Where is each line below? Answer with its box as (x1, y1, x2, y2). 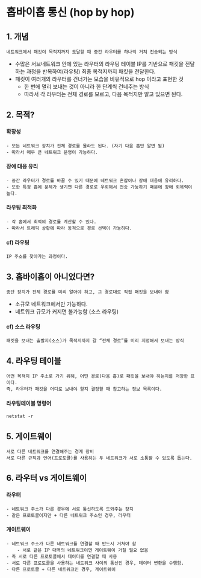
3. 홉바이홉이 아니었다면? (6, 271, 95, 281)
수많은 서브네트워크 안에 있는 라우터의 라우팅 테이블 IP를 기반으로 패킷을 (14, 60, 184, 67)
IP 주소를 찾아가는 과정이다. (6, 254, 68, 260)
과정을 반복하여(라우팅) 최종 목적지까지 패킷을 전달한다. (26, 68, 156, 75)
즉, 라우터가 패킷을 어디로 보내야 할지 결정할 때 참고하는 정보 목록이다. (6, 386, 162, 393)
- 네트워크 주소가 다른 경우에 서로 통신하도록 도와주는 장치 (6, 506, 134, 512)
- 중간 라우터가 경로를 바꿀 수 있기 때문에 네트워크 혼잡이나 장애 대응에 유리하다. (6, 178, 185, 184)
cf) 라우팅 (6, 239, 30, 246)
